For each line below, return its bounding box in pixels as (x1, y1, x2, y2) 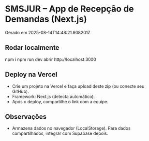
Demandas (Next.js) (5, 14, 87, 25)
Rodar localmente (5, 43, 60, 52)
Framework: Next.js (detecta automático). (12, 93, 95, 99)
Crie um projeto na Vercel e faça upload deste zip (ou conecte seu (12, 83, 145, 89)
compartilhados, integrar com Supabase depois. (12, 130, 108, 136)
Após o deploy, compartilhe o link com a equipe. (12, 99, 109, 104)
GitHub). (12, 88, 29, 94)
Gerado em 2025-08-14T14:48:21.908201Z (5, 29, 91, 35)
